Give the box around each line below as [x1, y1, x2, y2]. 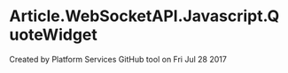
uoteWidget [9, 25, 97, 45]
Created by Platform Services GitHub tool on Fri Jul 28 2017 [9, 54, 228, 64]
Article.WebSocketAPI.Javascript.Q [9, 6, 280, 26]
